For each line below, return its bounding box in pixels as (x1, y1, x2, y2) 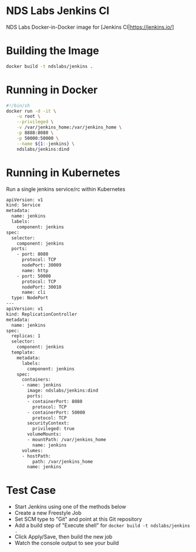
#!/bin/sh (6, 103, 31, 109)
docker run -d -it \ (6, 108, 57, 114)
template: (11, 350, 35, 355)
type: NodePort (11, 295, 49, 301)
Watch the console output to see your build (14, 540, 119, 547)
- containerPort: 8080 (27, 398, 83, 404)
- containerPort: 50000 (27, 409, 85, 415)
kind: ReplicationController (6, 311, 77, 317)
